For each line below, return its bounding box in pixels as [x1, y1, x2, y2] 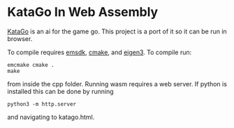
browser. [7, 34, 33, 42]
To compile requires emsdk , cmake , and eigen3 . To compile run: [7, 48, 192, 56]
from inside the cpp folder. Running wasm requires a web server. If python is [7, 79, 227, 88]
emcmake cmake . [7, 61, 54, 68]
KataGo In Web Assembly [7, 4, 159, 20]
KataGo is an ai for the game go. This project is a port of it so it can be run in [7, 27, 227, 35]
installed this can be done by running [7, 87, 114, 95]
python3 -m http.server [7, 100, 77, 108]
